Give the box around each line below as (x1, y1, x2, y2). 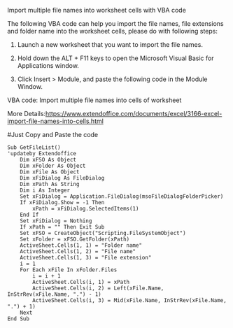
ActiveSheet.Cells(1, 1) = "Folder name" (20, 242, 142, 249)
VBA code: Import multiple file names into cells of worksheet (7, 96, 182, 104)
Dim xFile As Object (20, 169, 80, 176)
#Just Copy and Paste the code (7, 131, 99, 138)
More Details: (7, 110, 46, 117)
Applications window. (17, 62, 79, 69)
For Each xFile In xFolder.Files (20, 266, 118, 273)
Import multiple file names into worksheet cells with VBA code (7, 6, 187, 14)
